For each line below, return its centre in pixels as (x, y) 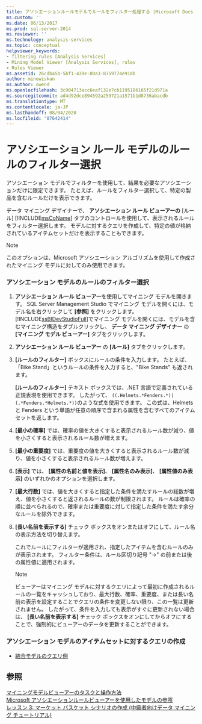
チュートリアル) (32, 715)
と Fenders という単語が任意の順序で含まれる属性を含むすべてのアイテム (105, 410)
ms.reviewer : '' (26, 34)
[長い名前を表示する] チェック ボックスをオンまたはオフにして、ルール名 (105, 527)
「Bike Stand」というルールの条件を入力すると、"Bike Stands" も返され (104, 367)
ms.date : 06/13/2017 (32, 23)
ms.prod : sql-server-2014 (38, 29)
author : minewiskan (31, 79)
